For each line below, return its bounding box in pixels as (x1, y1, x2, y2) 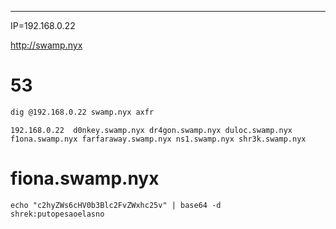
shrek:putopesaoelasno (10, 209, 105, 219)
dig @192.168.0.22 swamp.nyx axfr (10, 107, 155, 117)
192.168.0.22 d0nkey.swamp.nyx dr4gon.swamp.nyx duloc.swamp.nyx (10, 125, 293, 135)
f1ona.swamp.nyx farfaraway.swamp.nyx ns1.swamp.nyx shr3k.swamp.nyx (10, 134, 307, 144)
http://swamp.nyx (10, 39, 83, 51)
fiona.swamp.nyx (10, 167, 160, 190)
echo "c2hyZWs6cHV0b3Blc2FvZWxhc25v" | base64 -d (10, 200, 222, 210)
